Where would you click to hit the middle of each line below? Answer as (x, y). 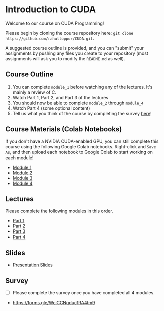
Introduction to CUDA (51, 9)
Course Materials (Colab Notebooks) (64, 129)
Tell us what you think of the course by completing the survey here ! (82, 113)
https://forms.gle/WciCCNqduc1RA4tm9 (54, 303)
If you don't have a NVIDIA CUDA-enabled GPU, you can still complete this (82, 141)
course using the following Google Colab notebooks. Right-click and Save (81, 146)
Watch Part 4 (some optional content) (51, 108)
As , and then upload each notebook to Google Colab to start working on (79, 152)
